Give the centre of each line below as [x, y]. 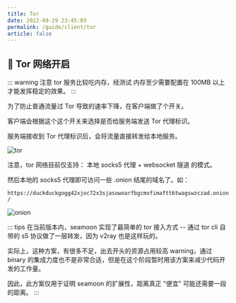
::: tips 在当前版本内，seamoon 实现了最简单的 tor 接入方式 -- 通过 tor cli [113, 227]
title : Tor [23, 14]
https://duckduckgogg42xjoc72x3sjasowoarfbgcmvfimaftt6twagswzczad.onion [118, 194]
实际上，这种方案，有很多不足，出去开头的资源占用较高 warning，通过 [110, 251]
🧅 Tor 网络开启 [39, 64]
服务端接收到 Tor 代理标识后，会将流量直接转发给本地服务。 [94, 136]
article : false [30, 34]
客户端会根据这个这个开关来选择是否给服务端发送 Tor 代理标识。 [101, 121]
